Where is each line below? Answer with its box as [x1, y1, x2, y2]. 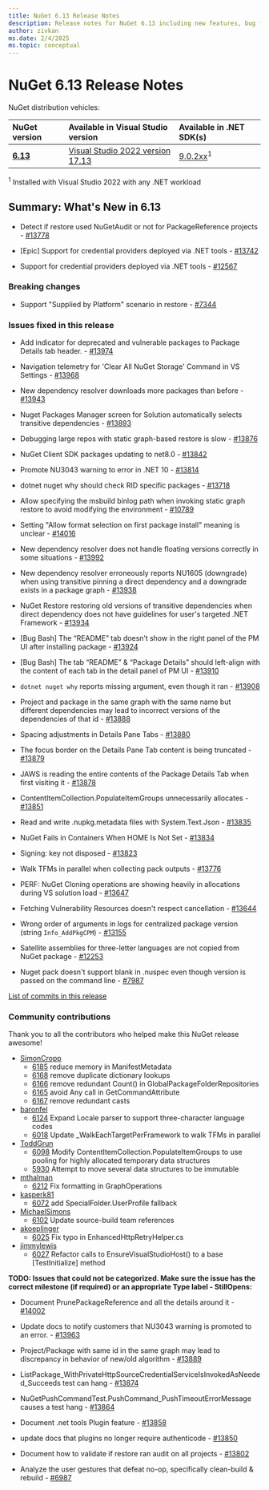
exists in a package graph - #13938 [19, 585, 138, 595]
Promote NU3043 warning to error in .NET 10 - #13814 [19, 465, 199, 475]
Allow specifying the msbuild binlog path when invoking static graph [19, 496, 246, 506]
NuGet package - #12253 [19, 952, 104, 962]
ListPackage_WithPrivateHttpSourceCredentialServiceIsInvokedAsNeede [19, 1370, 261, 1379]
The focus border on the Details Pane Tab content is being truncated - [19, 745, 252, 755]
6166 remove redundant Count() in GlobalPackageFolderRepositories [31, 1079, 259, 1089]
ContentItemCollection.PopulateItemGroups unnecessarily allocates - [19, 793, 249, 803]
